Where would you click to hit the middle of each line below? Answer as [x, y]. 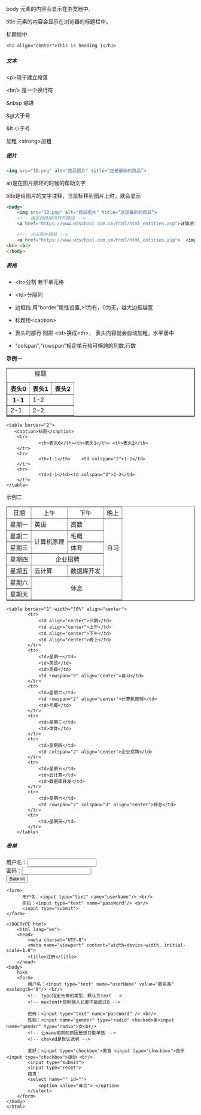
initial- [175, 945]
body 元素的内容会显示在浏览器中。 [50, 9]
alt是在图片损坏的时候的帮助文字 [46, 183]
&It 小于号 [18, 128]
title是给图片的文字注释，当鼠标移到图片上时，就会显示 [74, 195]
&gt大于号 [19, 115]
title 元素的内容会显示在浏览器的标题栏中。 [59, 22]
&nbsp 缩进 [20, 103]
